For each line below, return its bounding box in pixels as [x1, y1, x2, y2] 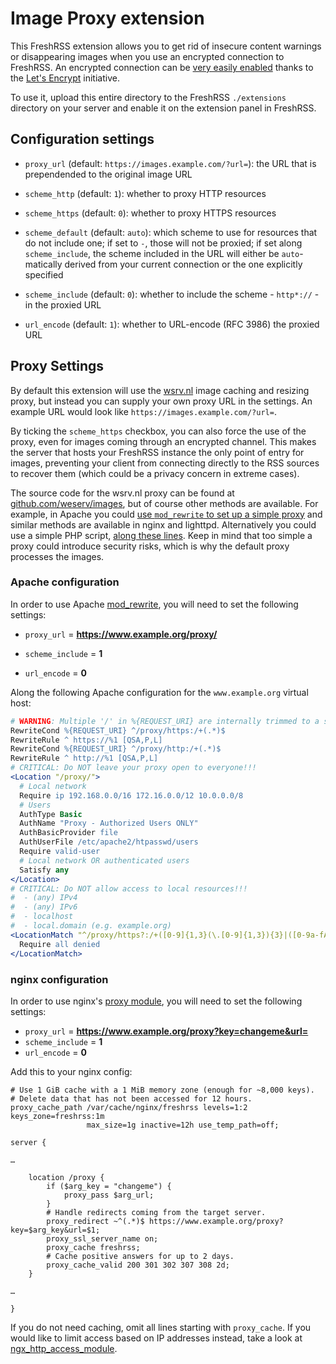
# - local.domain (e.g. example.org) [10, 921, 172, 931]
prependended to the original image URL [24, 168, 193, 180]
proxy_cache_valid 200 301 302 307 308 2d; [46, 1260, 230, 1270]
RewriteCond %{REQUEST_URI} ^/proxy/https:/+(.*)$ [10, 725, 226, 736]
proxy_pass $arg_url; [63, 1190, 155, 1200]
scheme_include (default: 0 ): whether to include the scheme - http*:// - [24, 288, 320, 300]
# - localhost [10, 912, 74, 922]
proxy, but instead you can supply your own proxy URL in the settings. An [10, 395, 313, 407]
